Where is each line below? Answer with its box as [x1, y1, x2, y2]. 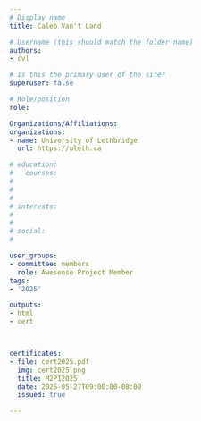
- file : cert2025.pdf [9, 357, 90, 366]
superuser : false [9, 79, 74, 88]
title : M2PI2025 [17, 374, 78, 383]
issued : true [17, 391, 66, 400]
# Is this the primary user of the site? [9, 71, 166, 80]
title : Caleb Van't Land [9, 21, 102, 30]
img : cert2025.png [17, 366, 87, 375]
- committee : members [9, 259, 90, 268]
